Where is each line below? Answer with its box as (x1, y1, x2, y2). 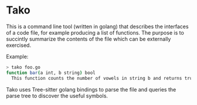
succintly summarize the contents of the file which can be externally (6, 35, 171, 42)
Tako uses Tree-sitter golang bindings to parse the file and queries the (6, 86, 176, 93)
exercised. (6, 42, 31, 49)
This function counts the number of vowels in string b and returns (11, 75, 182, 81)
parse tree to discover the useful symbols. (6, 92, 108, 99)
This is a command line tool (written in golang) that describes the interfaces (6, 23, 189, 30)
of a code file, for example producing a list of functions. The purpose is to (6, 29, 185, 36)
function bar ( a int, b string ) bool (6, 70, 96, 76)
